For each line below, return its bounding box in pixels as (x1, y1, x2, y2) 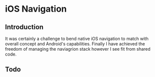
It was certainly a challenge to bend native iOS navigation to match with (5, 36, 149, 41)
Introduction (5, 23, 44, 31)
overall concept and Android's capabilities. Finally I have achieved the (5, 41, 145, 47)
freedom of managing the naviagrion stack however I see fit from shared (5, 46, 151, 52)
